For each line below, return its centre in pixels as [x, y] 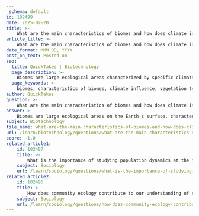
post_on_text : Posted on [37, 56]
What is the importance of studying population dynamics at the [108, 160]
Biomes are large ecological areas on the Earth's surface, [92, 116]
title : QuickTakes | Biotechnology [55, 67]
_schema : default [28, 12]
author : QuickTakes [30, 94]
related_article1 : [29, 144]
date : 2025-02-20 [28, 22]
